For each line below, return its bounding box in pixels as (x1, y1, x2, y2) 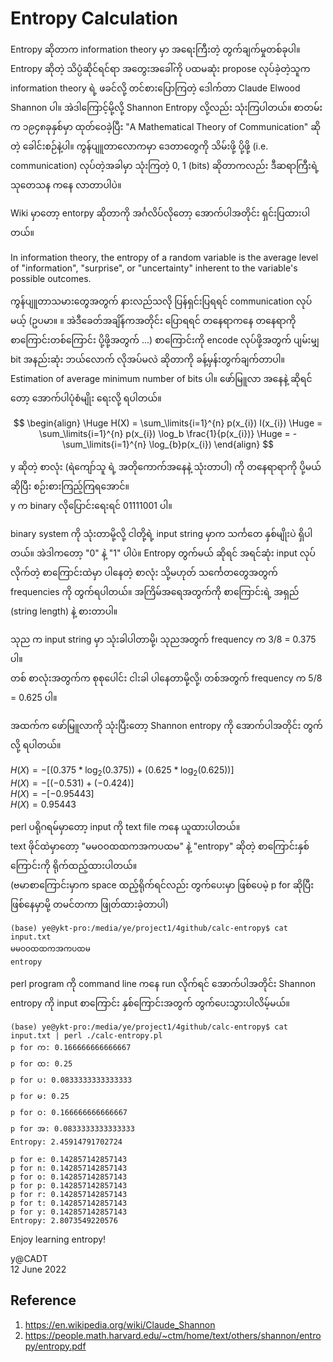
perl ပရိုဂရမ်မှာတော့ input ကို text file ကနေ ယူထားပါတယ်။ (10, 820, 241, 832)
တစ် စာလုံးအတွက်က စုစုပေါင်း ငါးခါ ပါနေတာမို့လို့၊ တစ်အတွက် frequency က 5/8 (10, 672, 323, 684)
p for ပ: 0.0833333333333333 (10, 1075, 133, 1085)
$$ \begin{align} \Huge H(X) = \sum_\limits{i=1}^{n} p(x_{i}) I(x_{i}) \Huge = (13, 417, 323, 429)
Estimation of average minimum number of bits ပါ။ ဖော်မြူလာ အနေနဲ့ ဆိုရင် (10, 372, 313, 384)
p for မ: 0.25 (10, 1091, 70, 1101)
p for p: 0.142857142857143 (10, 1180, 128, 1191)
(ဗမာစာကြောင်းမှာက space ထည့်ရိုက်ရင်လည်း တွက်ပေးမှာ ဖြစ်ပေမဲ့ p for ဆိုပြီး (10, 878, 315, 891)
